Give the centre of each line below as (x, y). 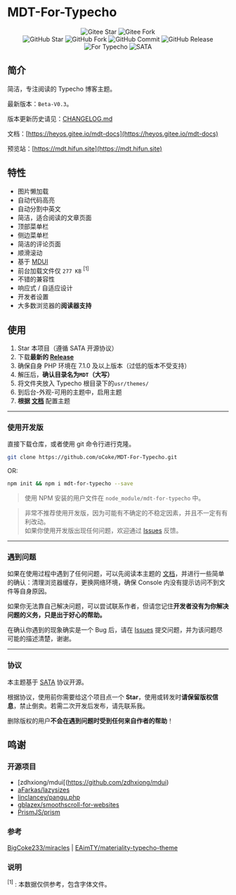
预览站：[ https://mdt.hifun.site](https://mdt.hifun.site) (85, 148)
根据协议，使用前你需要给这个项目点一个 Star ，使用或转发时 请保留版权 (110, 697)
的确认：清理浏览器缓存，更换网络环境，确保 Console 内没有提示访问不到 (113, 582)
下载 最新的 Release (46, 357)
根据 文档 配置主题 (44, 401)
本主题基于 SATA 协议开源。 (47, 682)
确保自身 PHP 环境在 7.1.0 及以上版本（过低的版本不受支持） (104, 366)
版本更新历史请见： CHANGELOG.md (60, 118)
